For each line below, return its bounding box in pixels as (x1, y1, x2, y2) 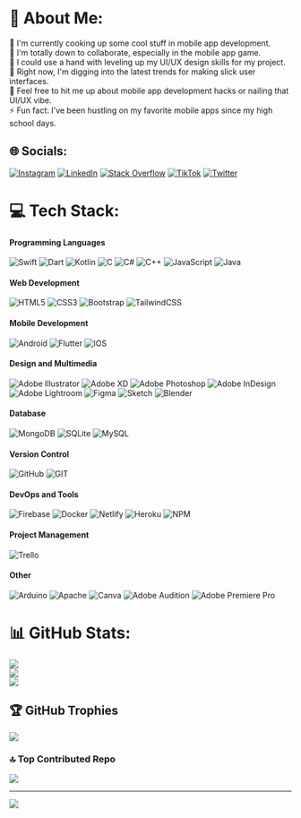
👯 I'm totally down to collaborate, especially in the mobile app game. (9, 47, 262, 57)
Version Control (9, 448, 70, 460)
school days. (9, 117, 56, 128)
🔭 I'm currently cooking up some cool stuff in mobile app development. (9, 38, 271, 48)
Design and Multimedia (9, 358, 98, 369)
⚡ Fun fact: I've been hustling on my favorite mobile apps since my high (9, 105, 273, 116)
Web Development (9, 277, 81, 288)
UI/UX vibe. (9, 94, 52, 106)
